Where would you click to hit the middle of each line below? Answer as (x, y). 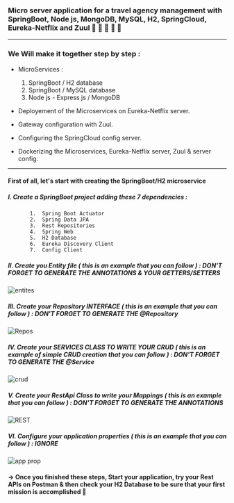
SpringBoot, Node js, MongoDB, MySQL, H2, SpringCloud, (107, 19)
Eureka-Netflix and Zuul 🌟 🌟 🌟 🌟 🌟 (65, 28)
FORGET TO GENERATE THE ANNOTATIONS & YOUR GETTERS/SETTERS (114, 272)
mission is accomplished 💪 (47, 491)
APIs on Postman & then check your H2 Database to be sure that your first (116, 484)
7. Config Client (56, 250)
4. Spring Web (51, 232)
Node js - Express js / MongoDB (74, 97)
